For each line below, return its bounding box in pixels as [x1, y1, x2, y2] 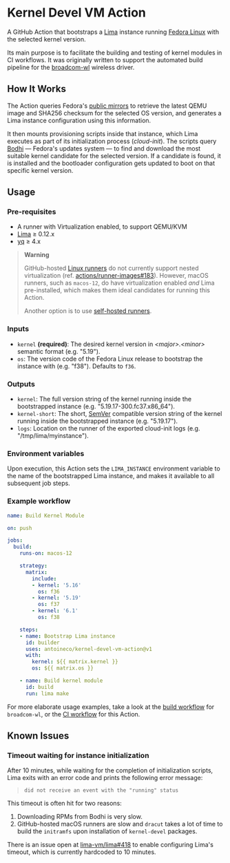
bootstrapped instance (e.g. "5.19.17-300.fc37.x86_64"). [17, 402, 176, 410]
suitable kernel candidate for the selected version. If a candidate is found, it [7, 151, 222, 160]
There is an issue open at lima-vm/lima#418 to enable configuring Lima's [7, 841, 213, 849]
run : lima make [25, 690, 70, 697]
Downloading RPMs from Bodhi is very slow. [17, 813, 143, 821]
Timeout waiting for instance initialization [7, 750, 149, 760]
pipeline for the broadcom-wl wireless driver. [7, 63, 135, 71]
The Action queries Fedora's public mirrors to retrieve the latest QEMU [7, 102, 207, 110]
